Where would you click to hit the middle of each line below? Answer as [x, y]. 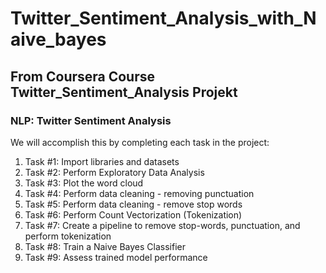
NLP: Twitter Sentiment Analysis [91, 120]
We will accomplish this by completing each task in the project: [140, 142]
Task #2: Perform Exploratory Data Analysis [114, 172]
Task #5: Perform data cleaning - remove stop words [133, 204]
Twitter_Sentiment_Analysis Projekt [124, 92]
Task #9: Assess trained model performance [116, 257]
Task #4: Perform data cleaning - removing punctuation [139, 193]
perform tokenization [68, 236]
